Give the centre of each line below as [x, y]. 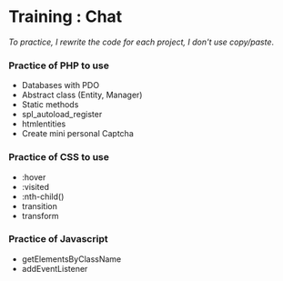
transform [40, 216]
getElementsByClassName [71, 259]
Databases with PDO [61, 85]
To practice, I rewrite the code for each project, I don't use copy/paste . [141, 42]
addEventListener [55, 268]
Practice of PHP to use [59, 65]
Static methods [50, 105]
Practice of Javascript [58, 239]
